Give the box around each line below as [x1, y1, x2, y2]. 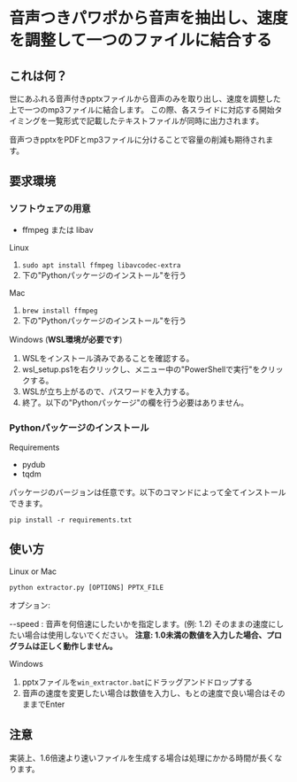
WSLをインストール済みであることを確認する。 [21, 352, 194, 363]
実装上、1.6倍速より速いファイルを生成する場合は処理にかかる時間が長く [9, 752, 275, 763]
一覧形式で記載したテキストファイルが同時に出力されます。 [47, 116, 264, 126]
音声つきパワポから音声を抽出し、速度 [9, 8, 289, 28]
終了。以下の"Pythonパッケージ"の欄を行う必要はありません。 [21, 397, 249, 407]
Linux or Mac [9, 566, 57, 577]
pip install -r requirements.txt [9, 515, 133, 524]
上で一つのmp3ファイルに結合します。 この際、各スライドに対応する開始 [9, 105, 276, 115]
